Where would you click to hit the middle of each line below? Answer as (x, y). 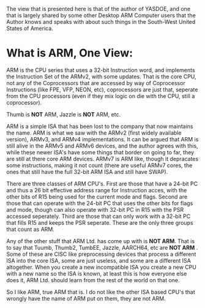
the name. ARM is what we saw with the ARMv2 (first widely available (94, 133)
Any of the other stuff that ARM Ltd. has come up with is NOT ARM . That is (100, 241)
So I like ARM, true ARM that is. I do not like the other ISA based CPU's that (101, 292)
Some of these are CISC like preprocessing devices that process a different (101, 254)
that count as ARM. (31, 229)
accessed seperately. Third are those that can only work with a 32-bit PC (99, 216)
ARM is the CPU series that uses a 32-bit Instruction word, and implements (101, 70)
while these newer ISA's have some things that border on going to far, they (100, 152)
